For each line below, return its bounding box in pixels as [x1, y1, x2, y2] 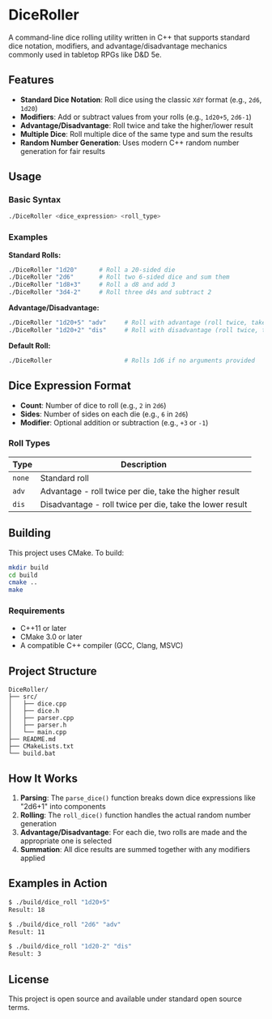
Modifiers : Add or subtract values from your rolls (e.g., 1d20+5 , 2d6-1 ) [19, 112, 253, 122]
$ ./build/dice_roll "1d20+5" [8, 897, 111, 906]
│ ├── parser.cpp [8, 714, 74, 723]
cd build [8, 571, 38, 579]
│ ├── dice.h [8, 707, 60, 715]
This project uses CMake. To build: [8, 548, 125, 557]
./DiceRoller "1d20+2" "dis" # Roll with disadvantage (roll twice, [8, 326, 259, 334]
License [8, 972, 49, 986]
